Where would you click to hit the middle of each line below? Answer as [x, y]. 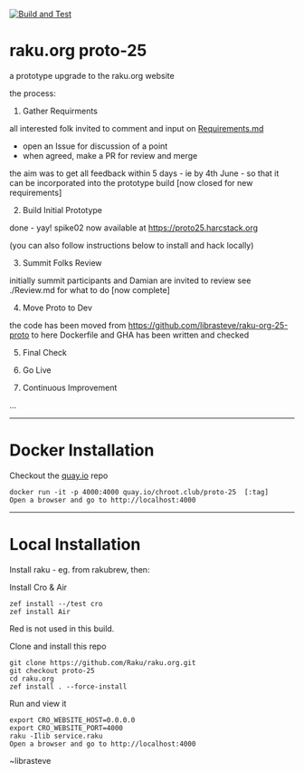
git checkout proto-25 [52, 670]
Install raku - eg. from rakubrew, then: [80, 569]
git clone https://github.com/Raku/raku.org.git [103, 662]
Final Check [45, 352]
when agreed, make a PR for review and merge [110, 155]
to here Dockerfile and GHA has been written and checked [140, 335]
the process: [33, 93]
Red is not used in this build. [62, 628]
